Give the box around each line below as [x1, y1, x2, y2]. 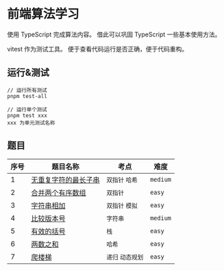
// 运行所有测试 [7, 86, 47, 93]
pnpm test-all [7, 93, 48, 99]
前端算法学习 [7, 6, 80, 22]
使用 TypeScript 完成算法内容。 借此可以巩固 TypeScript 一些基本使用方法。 [7, 30, 221, 38]
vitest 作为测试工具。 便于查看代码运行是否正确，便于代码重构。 [7, 45, 188, 53]
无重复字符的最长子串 [31, 175, 101, 185]
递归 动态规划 [106, 253, 144, 261]
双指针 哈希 [106, 176, 138, 184]
